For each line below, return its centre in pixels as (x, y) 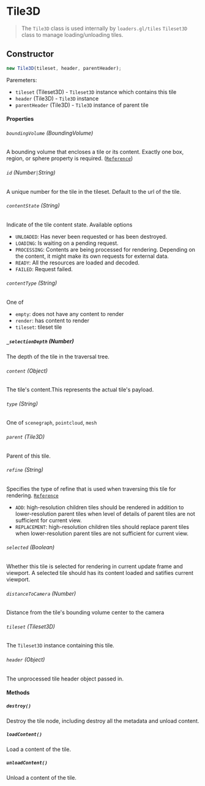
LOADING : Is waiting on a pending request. (67, 243)
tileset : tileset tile (39, 327)
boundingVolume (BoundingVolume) (50, 133)
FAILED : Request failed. (44, 269)
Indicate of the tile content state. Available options (69, 225)
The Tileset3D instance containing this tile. (60, 645)
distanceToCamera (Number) (41, 593)
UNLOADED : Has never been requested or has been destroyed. (91, 236)
